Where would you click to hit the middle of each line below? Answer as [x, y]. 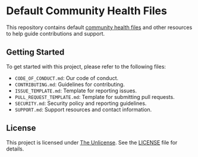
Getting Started [35, 52]
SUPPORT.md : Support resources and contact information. [83, 109]
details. [15, 149]
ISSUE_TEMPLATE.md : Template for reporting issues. [76, 91]
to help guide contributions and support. [56, 33]
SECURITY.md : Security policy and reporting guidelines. [81, 103]
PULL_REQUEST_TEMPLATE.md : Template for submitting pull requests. [95, 97]
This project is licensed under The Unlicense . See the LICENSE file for [92, 142]
